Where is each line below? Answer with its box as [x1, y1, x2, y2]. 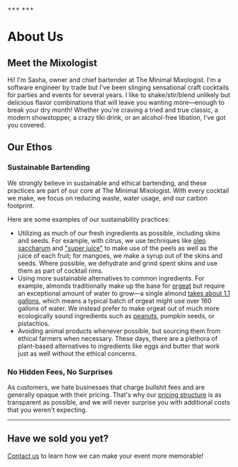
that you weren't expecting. [7, 405, 88, 414]
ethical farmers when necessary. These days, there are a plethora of [17, 334, 218, 342]
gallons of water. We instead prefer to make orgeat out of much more [17, 304, 220, 313]
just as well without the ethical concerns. [17, 349, 137, 358]
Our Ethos [7, 141, 52, 153]
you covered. [7, 121, 46, 129]
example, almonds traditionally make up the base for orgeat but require [17, 281, 225, 290]
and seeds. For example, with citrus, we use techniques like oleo [17, 236, 207, 244]
